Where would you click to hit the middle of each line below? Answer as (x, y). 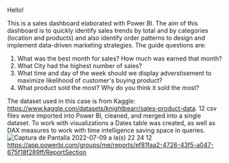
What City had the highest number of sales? (80, 66)
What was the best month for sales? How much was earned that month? (119, 58)
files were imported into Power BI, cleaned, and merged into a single (104, 116)
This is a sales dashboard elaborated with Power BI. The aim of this (103, 23)
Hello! (16, 10)
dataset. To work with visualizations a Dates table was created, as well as (111, 123)
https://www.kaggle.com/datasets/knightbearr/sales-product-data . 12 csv (112, 108)
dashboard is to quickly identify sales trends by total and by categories (108, 31)
